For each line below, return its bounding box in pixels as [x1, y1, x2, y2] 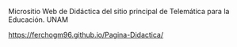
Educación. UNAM [8, 15, 69, 24]
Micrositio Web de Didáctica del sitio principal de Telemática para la [8, 7, 230, 16]
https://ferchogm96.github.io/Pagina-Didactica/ [8, 31, 164, 39]
